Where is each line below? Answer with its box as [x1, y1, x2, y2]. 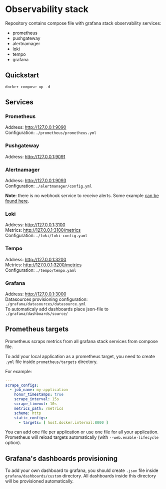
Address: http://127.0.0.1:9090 [5, 124, 66, 130]
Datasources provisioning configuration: [5, 296, 88, 302]
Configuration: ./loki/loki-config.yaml [5, 232, 87, 239]
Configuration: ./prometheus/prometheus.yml [5, 129, 96, 136]
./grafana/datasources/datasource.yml [5, 301, 86, 306]
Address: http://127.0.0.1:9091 [5, 153, 66, 159]
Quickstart [5, 71, 39, 80]
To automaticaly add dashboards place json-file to [5, 306, 109, 312]
